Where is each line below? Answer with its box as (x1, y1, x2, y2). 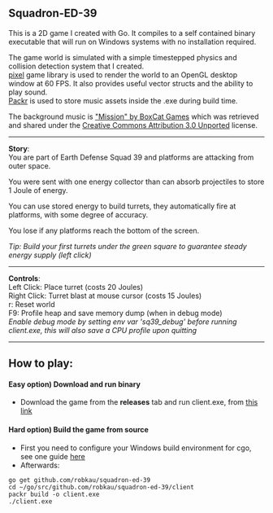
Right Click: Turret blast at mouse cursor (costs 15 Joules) (8, 291, 202, 300)
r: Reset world (8, 299, 55, 309)
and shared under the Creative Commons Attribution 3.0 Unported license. (8, 120, 258, 129)
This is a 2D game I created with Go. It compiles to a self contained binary (8, 28, 256, 37)
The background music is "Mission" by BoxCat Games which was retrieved (8, 112, 259, 121)
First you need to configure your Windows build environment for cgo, (19, 443, 252, 453)
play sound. (8, 87, 48, 97)
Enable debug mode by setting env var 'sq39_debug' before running (8, 317, 237, 327)
